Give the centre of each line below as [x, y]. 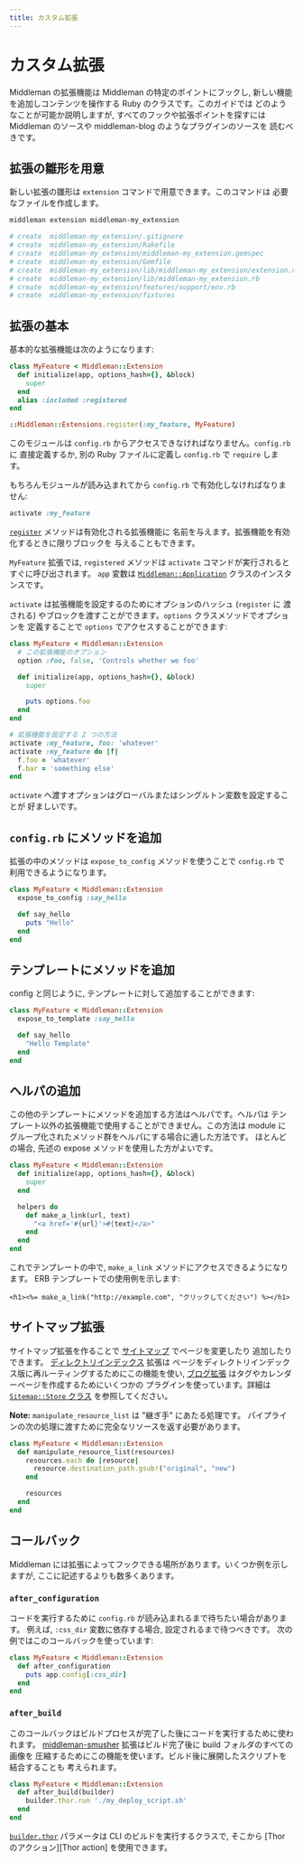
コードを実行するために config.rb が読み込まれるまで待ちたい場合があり [144, 1618]
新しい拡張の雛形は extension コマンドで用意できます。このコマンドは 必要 [149, 192]
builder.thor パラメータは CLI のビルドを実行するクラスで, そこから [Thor [147, 1836]
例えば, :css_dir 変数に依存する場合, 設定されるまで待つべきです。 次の [160, 1629]
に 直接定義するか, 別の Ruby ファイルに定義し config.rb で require [135, 455]
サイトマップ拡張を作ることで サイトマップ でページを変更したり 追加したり [151, 1350]
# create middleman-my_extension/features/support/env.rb [123, 287]
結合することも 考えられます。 [65, 1767]
